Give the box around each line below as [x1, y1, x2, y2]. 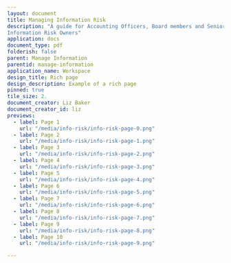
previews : [7, 112, 36, 119]
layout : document [7, 10, 57, 17]
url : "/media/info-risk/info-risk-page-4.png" [19, 176, 155, 183]
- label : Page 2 [13, 131, 60, 138]
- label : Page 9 [13, 220, 60, 227]
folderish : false [7, 49, 57, 56]
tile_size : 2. [7, 93, 48, 100]
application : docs [7, 36, 60, 43]
